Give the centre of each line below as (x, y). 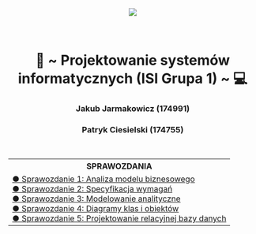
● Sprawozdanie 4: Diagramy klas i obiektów (96, 209)
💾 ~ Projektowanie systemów (133, 60)
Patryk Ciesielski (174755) (133, 130)
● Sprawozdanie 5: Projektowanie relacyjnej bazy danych (119, 218)
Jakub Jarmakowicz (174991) (133, 109)
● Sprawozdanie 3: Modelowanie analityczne (96, 199)
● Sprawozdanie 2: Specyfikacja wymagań (92, 189)
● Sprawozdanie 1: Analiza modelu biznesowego (104, 179)
